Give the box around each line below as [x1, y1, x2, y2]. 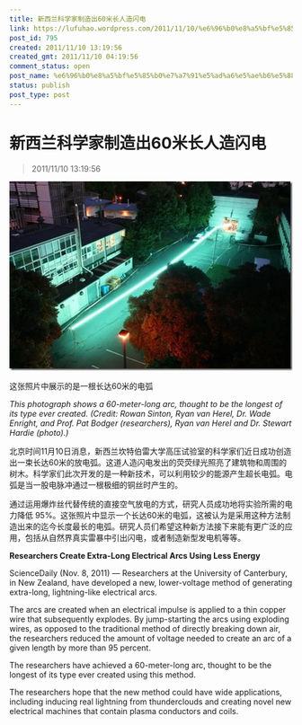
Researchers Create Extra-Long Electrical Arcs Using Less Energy [9, 550, 261, 561]
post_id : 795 [9, 33, 58, 42]
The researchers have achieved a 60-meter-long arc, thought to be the [9, 659, 272, 670]
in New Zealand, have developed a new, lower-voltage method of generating [9, 577, 293, 588]
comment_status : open [9, 62, 91, 71]
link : [9, 23, 30, 33]
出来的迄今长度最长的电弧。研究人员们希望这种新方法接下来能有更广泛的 [16, 521, 285, 532]
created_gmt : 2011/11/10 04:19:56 [9, 52, 139, 62]
